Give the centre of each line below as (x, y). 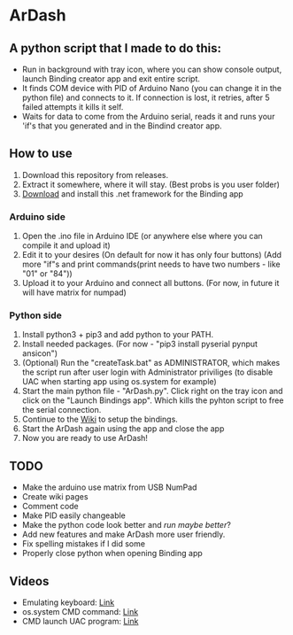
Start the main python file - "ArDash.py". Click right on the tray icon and (152, 391)
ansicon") (40, 353)
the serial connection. (62, 410)
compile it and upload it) (66, 245)
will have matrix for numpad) (74, 292)
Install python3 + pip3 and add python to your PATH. (118, 335)
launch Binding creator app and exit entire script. (111, 79)
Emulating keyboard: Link (68, 602)
